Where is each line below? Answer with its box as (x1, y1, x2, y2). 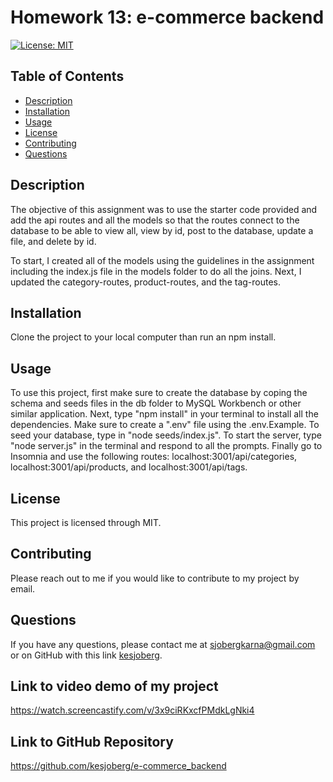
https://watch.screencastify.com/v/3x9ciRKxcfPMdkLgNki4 (10, 704, 255, 716)
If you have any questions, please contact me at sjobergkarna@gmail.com (10, 638, 316, 650)
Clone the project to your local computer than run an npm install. (10, 331, 277, 343)
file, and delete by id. (10, 235, 97, 247)
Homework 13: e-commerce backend (10, 6, 325, 29)
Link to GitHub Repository (10, 733, 174, 750)
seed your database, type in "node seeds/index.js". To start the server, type (10, 429, 322, 441)
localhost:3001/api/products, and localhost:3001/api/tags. (10, 461, 248, 473)
